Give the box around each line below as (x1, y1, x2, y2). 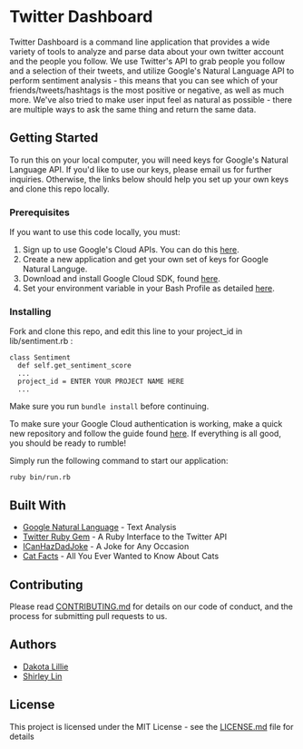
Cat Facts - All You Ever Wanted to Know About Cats (22, 551, 220, 562)
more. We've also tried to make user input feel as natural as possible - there (9, 94, 293, 105)
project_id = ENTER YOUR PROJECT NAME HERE (17, 377, 184, 387)
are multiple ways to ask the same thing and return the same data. (9, 103, 257, 114)
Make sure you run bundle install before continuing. (9, 401, 210, 412)
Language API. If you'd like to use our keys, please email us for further (9, 163, 272, 174)
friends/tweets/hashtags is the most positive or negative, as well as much (9, 84, 284, 95)
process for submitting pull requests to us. (9, 610, 168, 621)
